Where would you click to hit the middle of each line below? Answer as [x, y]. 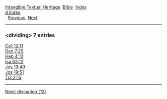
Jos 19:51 [15, 72]
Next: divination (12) [26, 92]
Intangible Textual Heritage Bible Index [46, 7]
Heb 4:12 [14, 56]
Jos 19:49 [15, 67]
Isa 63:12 [14, 62]
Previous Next [22, 18]
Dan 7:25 [14, 51]
